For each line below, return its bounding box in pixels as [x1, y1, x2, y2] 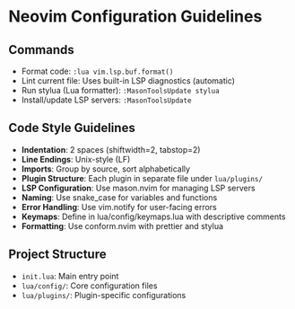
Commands [8, 42, 75, 57]
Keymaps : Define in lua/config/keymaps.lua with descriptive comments [21, 211, 286, 222]
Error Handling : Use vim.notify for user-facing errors [21, 201, 217, 212]
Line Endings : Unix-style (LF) [21, 154, 131, 164]
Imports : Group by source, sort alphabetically [21, 163, 190, 174]
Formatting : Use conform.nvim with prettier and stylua [21, 220, 224, 231]
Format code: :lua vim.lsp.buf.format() [21, 66, 174, 76]
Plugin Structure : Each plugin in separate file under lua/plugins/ [21, 172, 264, 183]
